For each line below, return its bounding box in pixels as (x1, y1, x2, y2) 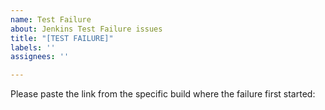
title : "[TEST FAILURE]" (10, 33, 114, 43)
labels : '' (10, 42, 56, 53)
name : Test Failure (10, 14, 92, 25)
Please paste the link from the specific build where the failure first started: (10, 88, 316, 100)
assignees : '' (10, 52, 70, 62)
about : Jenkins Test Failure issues (10, 24, 163, 34)
